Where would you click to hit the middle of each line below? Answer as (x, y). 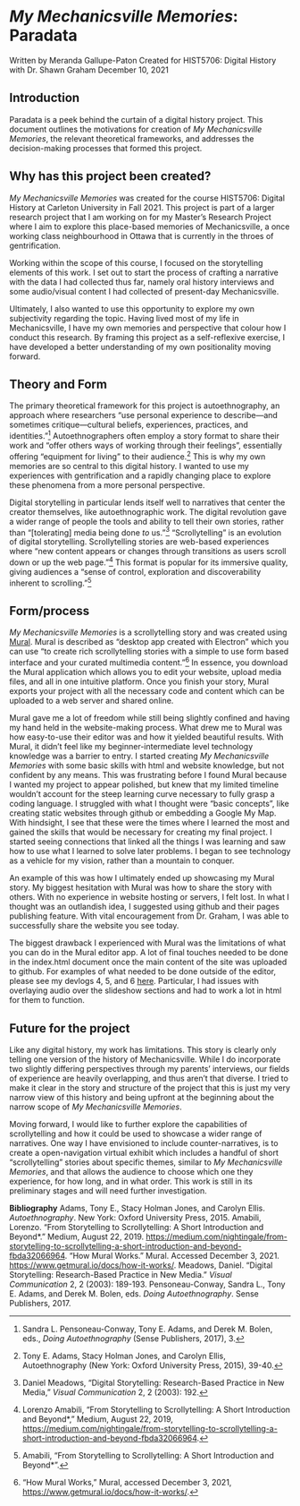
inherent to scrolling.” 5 (50, 582)
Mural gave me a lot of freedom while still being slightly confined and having (150, 718)
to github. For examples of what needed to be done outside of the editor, (143, 971)
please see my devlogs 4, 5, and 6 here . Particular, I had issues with (134, 981)
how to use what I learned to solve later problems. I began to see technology (150, 851)
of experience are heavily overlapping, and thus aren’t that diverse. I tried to (149, 1078)
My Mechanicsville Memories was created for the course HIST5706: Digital (147, 198)
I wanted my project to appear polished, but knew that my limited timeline (144, 784)
